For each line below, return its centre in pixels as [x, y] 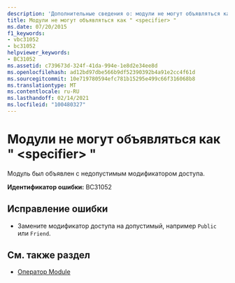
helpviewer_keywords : [39, 53]
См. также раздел [49, 255]
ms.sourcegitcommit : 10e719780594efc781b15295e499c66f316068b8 [101, 79]
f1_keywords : [26, 33]
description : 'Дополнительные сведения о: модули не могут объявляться [114, 14]
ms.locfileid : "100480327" [47, 105]
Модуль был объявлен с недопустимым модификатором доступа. [106, 173]
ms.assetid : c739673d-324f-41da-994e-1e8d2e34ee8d [83, 66]
